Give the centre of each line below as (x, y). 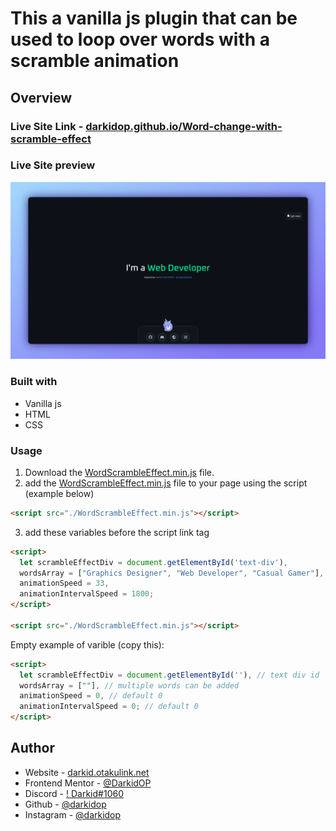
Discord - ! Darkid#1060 (74, 793)
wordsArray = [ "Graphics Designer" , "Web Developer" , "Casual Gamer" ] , (172, 573)
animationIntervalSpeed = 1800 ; (87, 594)
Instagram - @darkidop (73, 814)
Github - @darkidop (65, 804)
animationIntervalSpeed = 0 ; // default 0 (109, 707)
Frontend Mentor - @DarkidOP (88, 783)
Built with (34, 382)
